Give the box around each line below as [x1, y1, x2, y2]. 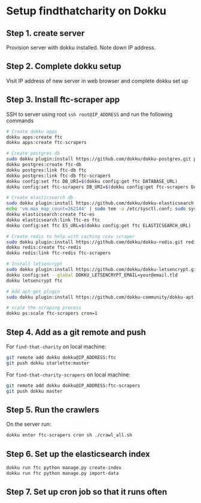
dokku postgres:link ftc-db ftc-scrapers [6, 173, 111, 179]
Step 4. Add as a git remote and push [6, 327, 147, 337]
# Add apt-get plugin [6, 288, 60, 294]
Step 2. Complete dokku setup [6, 61, 121, 71]
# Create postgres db [6, 150, 60, 156]
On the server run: [6, 421, 51, 428]
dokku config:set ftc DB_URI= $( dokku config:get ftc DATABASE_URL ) [6, 178, 178, 184]
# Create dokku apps [6, 128, 58, 134]
